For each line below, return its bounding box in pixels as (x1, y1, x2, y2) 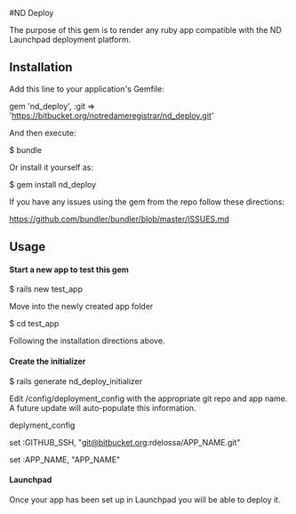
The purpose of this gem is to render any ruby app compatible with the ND (9, 25, 282, 35)
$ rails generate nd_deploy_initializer (9, 375, 143, 386)
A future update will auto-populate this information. (9, 402, 197, 413)
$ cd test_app (9, 318, 60, 329)
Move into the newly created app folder (9, 301, 154, 312)
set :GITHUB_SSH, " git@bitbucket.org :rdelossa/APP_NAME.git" (9, 437, 241, 447)
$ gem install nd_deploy (9, 179, 97, 189)
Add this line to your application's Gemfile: (9, 84, 164, 94)
